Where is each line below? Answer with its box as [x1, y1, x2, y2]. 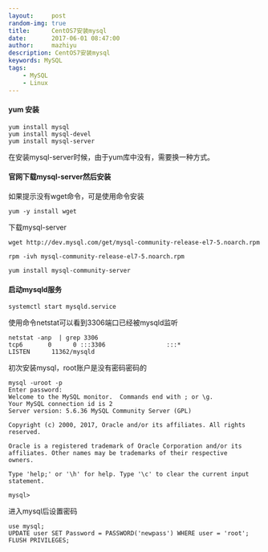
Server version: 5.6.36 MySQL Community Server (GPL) [8, 407, 193, 416]
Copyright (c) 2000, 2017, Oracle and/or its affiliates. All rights [8, 421, 246, 429]
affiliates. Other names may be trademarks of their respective [8, 449, 228, 457]
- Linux [22, 79, 48, 87]
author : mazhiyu [8, 42, 78, 50]
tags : [8, 64, 26, 72]
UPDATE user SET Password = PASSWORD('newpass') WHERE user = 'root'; [8, 530, 250, 538]
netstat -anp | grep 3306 [8, 334, 99, 342]
